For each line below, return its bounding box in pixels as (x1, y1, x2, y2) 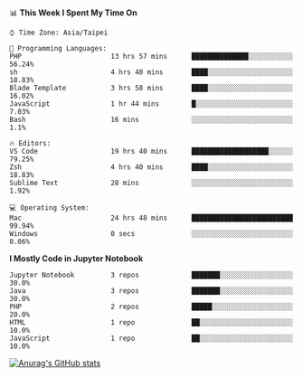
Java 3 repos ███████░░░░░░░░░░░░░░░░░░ (9, 287, 294, 296)
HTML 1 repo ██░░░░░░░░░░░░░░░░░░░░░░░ (9, 318, 294, 327)
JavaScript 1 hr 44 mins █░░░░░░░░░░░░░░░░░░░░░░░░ (9, 99, 294, 108)
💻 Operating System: (9, 203, 90, 212)
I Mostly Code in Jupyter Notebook (9, 253, 143, 264)
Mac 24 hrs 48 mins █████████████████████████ (9, 213, 294, 222)
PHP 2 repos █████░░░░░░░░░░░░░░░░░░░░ (9, 302, 294, 311)
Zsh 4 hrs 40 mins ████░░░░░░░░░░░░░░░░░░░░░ (9, 163, 294, 172)
